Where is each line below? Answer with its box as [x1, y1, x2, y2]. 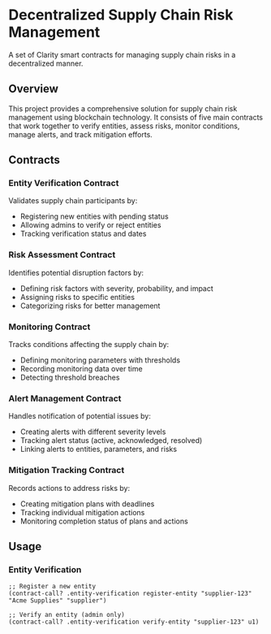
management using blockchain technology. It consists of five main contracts [8, 112, 264, 122]
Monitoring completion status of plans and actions [19, 516, 188, 526]
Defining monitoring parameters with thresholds [19, 355, 181, 365]
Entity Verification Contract [8, 177, 119, 189]
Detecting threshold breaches [19, 372, 120, 383]
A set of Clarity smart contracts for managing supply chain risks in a [8, 50, 236, 59]
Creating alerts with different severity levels [19, 427, 166, 436]
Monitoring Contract [8, 321, 91, 332]
